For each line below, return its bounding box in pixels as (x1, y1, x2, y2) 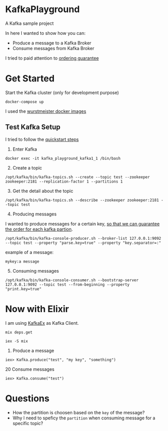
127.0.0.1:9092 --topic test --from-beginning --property (5, 282, 130, 287)
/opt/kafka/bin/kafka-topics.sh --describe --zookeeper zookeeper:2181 (5, 197, 159, 203)
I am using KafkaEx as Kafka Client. (5, 320, 79, 326)
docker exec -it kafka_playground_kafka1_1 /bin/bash (5, 156, 121, 161)
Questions (5, 393, 49, 404)
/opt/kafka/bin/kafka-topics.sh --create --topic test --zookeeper (5, 175, 150, 180)
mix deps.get (5, 330, 33, 335)
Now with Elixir (5, 303, 69, 315)
